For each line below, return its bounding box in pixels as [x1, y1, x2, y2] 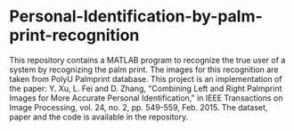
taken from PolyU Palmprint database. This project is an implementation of [9, 73, 282, 84]
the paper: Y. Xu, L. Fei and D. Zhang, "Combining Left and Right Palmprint [9, 83, 282, 94]
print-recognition [9, 25, 140, 45]
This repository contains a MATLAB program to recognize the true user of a [9, 54, 286, 65]
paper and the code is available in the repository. [9, 111, 189, 122]
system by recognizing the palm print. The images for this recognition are [9, 64, 279, 75]
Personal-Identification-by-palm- [9, 6, 263, 27]
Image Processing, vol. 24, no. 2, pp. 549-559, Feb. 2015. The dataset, [9, 102, 268, 112]
